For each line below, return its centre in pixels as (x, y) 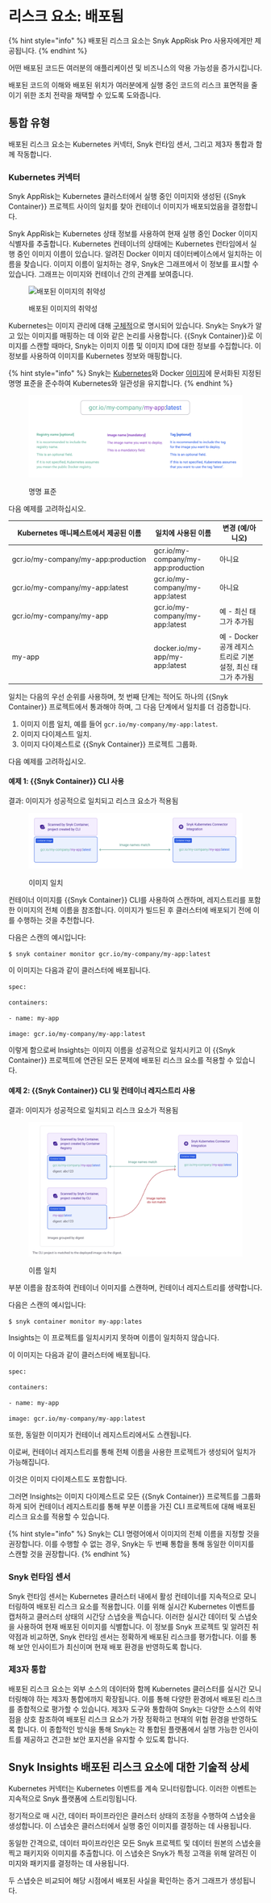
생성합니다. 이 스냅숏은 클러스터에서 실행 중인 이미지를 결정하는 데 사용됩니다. (130, 1825)
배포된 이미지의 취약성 (63, 309)
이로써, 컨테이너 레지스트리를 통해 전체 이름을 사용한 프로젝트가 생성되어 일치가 (132, 1452)
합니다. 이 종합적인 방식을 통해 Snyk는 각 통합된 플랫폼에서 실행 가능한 (127, 1729)
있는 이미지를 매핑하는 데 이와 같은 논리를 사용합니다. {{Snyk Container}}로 (135, 336)
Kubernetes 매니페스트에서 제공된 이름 (79, 533)
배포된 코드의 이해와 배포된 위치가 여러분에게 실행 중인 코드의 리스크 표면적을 (129, 85)
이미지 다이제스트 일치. (56, 734)
